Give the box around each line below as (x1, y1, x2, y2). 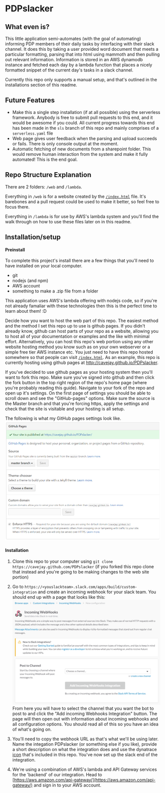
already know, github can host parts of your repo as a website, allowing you (5, 328, 159, 334)
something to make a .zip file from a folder (12, 288, 99, 294)
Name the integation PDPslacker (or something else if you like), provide (12, 741, 157, 747)
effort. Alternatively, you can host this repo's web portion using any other (5, 339, 154, 345)
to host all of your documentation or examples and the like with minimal (5, 333, 150, 339)
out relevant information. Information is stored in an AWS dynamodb (5, 57, 143, 62)
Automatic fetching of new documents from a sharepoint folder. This (12, 146, 151, 152)
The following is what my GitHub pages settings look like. (5, 415, 122, 422)
